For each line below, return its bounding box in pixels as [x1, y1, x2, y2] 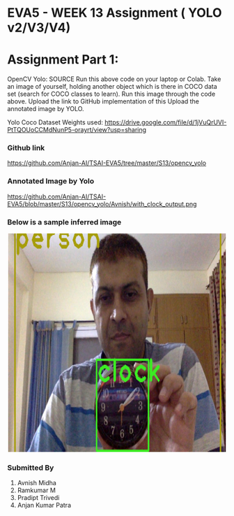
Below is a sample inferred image [7, 217, 122, 227]
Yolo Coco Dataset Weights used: [7, 118, 103, 127]
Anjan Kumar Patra [17, 501, 72, 510]
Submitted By [7, 463, 54, 473]
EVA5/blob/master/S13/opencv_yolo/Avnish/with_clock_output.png [7, 199, 197, 208]
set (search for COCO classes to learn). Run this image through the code [7, 89, 216, 99]
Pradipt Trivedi [17, 494, 60, 502]
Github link [7, 143, 45, 153]
